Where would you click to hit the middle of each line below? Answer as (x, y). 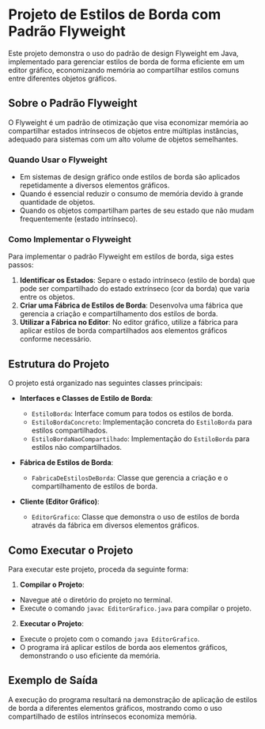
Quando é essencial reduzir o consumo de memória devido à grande (131, 194)
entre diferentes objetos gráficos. (62, 78)
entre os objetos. (47, 297)
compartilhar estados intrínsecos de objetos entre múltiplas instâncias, (123, 130)
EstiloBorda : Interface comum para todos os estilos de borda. (132, 414)
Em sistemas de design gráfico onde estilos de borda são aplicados (130, 177)
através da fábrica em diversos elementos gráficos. (115, 525)
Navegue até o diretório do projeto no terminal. (96, 599)
